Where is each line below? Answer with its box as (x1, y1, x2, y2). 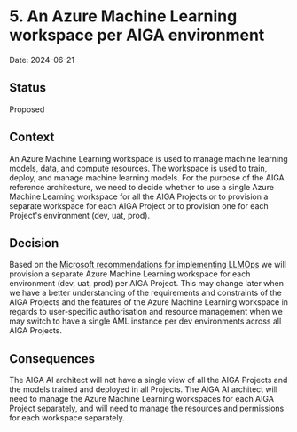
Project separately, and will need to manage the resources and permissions (9, 403, 285, 414)
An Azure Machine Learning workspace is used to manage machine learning (9, 153, 288, 164)
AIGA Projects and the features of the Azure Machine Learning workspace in (9, 297, 289, 308)
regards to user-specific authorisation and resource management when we (9, 307, 284, 317)
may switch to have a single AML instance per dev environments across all (9, 316, 282, 326)
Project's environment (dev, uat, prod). (9, 210, 151, 220)
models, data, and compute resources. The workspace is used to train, (9, 163, 268, 173)
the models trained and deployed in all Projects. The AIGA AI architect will (9, 384, 277, 395)
